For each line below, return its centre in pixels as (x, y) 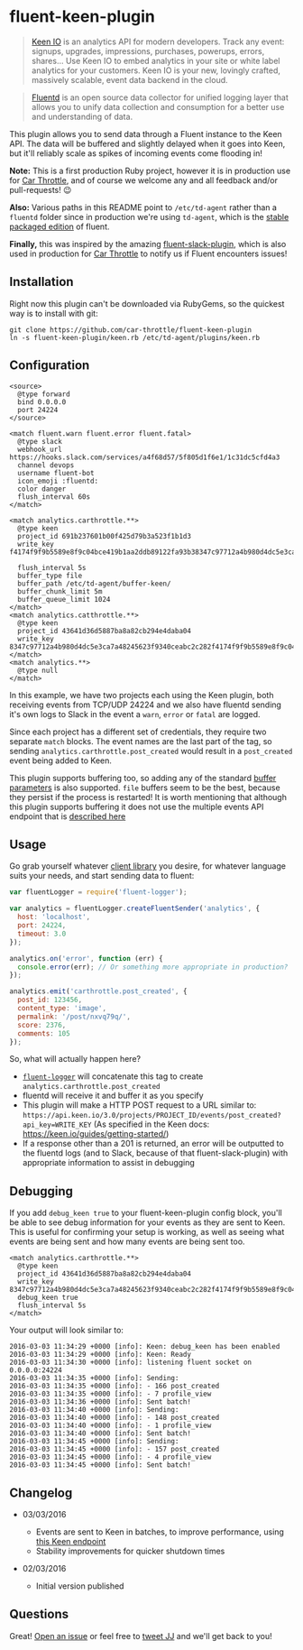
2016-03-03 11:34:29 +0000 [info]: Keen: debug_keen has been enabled (145, 1347)
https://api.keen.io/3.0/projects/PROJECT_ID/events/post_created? (151, 1116)
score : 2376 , (42, 1025)
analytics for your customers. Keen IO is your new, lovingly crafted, (156, 70)
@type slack (40, 441)
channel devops (46, 465)
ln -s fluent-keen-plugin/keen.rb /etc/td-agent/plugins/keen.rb (134, 337)
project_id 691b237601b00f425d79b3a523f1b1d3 (105, 536)
